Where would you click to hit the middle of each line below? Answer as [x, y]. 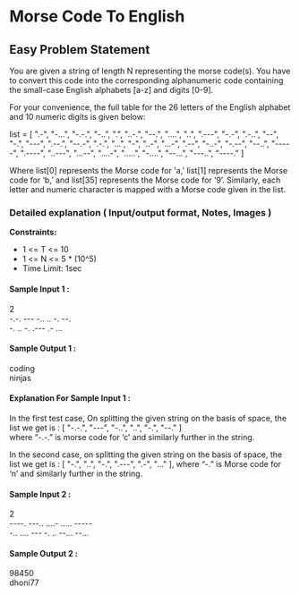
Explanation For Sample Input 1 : [70, 398]
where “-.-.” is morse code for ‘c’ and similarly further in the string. [132, 437]
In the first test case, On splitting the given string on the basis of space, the [148, 418]
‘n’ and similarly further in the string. [76, 473]
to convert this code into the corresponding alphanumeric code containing [146, 81]
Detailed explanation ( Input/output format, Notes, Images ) [141, 212]
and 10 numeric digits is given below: [77, 117]
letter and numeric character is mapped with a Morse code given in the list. [148, 189]
